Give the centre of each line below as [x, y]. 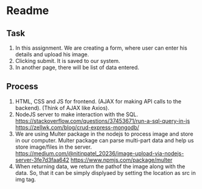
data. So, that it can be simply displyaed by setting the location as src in [106, 172]
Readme [28, 11]
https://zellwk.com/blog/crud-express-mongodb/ [77, 127]
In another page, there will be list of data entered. [77, 67]
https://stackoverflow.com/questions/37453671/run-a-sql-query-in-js [103, 120]
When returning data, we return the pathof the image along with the [100, 166]
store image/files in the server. [53, 147]
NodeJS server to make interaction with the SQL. [77, 114]
